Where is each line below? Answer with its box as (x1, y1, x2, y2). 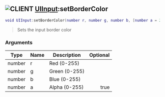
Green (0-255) (49, 68, 85, 74)
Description (53, 51, 81, 58)
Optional (89, 51, 110, 58)
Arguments (5, 39, 33, 46)
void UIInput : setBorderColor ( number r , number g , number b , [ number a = (5, 18, 157, 23)
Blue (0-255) (49, 75, 81, 82)
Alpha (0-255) (49, 84, 84, 91)
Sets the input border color (17, 26, 72, 32)
